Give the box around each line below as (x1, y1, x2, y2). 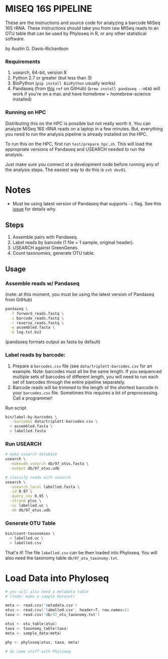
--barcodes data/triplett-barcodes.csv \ (10, 419, 98, 424)
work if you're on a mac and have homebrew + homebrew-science (12, 91, 151, 97)
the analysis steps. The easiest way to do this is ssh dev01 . (5, 167, 127, 173)
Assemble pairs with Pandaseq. (12, 234, 78, 240)
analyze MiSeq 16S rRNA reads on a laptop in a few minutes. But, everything (5, 125, 163, 131)
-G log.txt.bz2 (10, 330, 42, 335)
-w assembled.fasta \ (10, 325, 55, 330)
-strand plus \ (10, 498, 42, 503)
